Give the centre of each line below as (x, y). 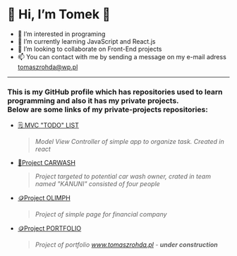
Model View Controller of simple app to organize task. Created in (129, 142)
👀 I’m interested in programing (61, 34)
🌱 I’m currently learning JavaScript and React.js (86, 41)
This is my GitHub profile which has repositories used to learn (115, 92)
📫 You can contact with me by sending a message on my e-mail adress (122, 56)
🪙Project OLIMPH (44, 198)
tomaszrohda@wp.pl (48, 67)
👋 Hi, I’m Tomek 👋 (59, 14)
